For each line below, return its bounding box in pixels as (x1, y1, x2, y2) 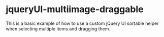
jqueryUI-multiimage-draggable (6, 4, 144, 15)
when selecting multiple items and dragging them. (6, 25, 111, 31)
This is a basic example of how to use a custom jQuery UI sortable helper (6, 20, 159, 26)
